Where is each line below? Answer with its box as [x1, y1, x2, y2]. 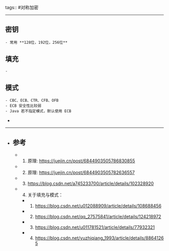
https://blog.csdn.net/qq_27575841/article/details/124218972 [35, 214, 161, 220]
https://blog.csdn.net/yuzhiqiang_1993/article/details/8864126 [35, 235, 164, 241]
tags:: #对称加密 [5, 5, 39, 10]
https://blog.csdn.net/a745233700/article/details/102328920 [27, 180, 154, 186]
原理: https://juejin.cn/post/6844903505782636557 [27, 169, 135, 175]
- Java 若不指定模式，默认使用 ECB [5, 109, 71, 114]
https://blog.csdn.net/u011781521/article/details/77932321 [35, 224, 155, 230]
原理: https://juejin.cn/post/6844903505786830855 [27, 158, 135, 164]
